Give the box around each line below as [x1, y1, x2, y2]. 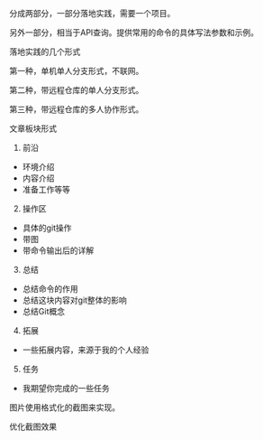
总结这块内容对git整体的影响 [22, 295, 128, 305]
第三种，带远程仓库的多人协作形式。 [9, 104, 144, 115]
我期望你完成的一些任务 [22, 383, 110, 393]
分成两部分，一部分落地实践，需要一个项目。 [9, 8, 176, 18]
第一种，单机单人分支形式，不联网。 [9, 66, 144, 76]
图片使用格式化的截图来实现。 [9, 402, 120, 413]
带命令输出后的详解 [22, 245, 95, 256]
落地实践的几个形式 [9, 46, 81, 57]
